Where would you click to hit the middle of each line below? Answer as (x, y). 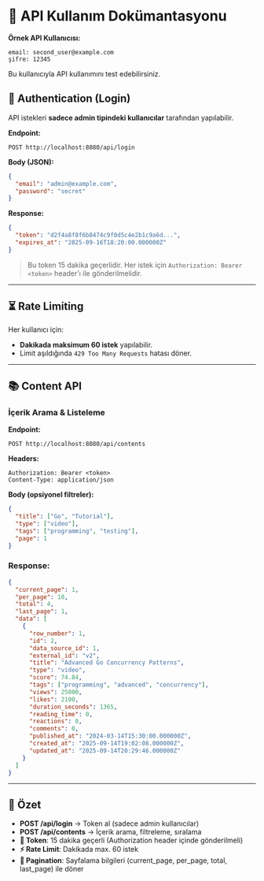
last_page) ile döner (51, 869)
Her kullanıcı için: (36, 329)
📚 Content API (45, 386)
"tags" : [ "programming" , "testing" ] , (77, 531)
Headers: (24, 459)
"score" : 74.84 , (55, 678)
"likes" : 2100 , (54, 699)
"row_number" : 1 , (57, 634)
